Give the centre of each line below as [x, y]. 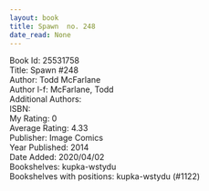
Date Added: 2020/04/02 [57, 157]
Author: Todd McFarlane [55, 80]
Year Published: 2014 [49, 147]
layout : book [34, 18]
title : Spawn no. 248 [52, 26]
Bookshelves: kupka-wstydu [63, 167]
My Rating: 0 [33, 118]
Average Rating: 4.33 [49, 128]
